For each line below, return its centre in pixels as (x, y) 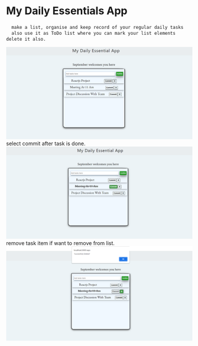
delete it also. (26, 39)
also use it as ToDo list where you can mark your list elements (94, 33)
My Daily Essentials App (67, 11)
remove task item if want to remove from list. (61, 243)
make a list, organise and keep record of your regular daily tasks (98, 27)
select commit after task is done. (46, 143)
